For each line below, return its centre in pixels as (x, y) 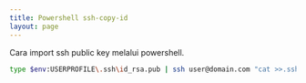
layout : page (34, 26)
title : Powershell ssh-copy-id (69, 18)
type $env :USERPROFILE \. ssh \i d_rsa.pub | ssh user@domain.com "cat (140, 69)
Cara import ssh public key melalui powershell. (97, 52)
